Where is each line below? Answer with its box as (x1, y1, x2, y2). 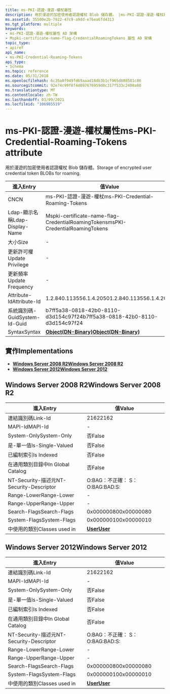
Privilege (8, 261, 29, 268)
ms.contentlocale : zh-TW (5, 92, 58, 97)
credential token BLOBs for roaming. (5, 170, 81, 177)
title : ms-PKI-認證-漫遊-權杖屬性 (5, 7, 72, 13)
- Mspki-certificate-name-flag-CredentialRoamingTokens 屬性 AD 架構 (5, 36, 152, 41)
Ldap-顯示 (8, 209, 34, 216)
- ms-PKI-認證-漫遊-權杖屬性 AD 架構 (5, 31, 77, 36)
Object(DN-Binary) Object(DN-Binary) (45, 328, 140, 335)
